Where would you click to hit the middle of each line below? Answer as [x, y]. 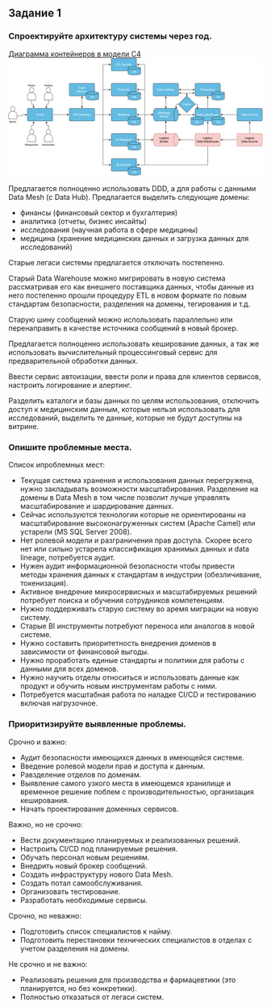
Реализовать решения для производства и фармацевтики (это [128, 980]
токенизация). [44, 583]
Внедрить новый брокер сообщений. [83, 865]
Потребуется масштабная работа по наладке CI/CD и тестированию [138, 695]
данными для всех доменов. [69, 669]
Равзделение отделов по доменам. [81, 774]
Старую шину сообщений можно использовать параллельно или [121, 319]
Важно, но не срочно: [46, 824]
